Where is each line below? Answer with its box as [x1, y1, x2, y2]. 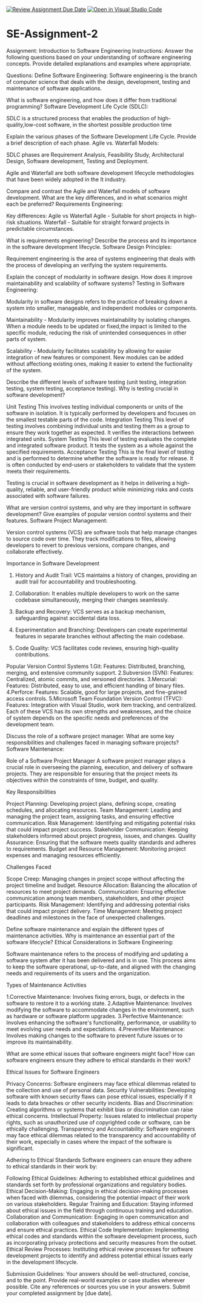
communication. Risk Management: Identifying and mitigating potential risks [6, 819, 196, 826]
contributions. [15, 650, 50, 658]
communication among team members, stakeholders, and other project [6, 894, 184, 902]
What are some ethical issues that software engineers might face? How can [6, 1050, 195, 1057]
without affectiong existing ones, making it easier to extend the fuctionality [6, 360, 193, 367]
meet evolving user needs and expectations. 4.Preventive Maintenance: [6, 1025, 185, 1032]
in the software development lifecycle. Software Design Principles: [6, 243, 172, 250]
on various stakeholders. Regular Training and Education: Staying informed [6, 1200, 193, 1208]
